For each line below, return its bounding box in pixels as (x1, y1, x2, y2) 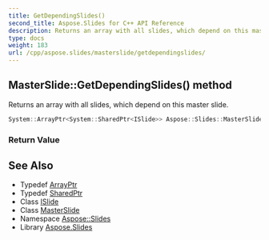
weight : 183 (8, 42, 48, 50)
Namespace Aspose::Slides (19, 214, 111, 224)
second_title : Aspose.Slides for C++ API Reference (8, 19, 184, 27)
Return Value (8, 134, 60, 145)
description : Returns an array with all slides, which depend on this (8, 26, 249, 34)
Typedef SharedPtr (19, 189, 83, 198)
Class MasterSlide (19, 206, 80, 215)
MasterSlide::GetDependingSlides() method (8, 78, 232, 92)
